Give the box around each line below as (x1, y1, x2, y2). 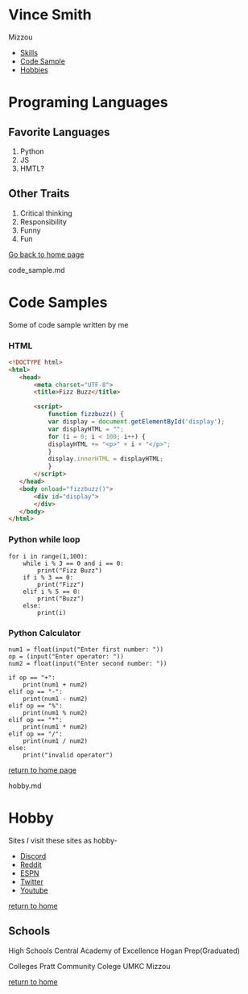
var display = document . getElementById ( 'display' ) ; (48, 418, 225, 426)
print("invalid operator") (23, 751, 114, 759)
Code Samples (8, 293, 108, 311)
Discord (19, 851, 47, 860)
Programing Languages (8, 93, 168, 112)
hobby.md (8, 781, 42, 790)
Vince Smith (8, 6, 92, 24)
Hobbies (19, 64, 48, 74)
